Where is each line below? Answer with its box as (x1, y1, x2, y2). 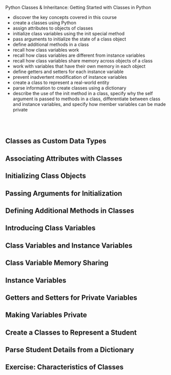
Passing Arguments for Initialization (5, 189, 122, 197)
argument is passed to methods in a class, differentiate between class (12, 96, 160, 102)
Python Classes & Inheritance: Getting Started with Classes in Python (5, 5, 151, 10)
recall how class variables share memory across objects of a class (12, 58, 153, 63)
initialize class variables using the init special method (12, 31, 125, 36)
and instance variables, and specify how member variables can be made (12, 101, 166, 107)
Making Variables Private (5, 311, 87, 319)
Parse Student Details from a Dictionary (5, 345, 134, 355)
